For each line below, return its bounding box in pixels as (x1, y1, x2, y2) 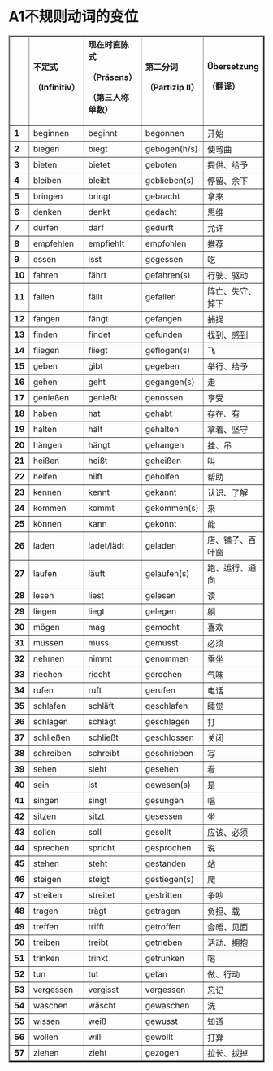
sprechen (32, 841, 70, 853)
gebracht (145, 190, 180, 202)
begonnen (145, 127, 184, 138)
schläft (88, 700, 115, 711)
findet (88, 329, 111, 340)
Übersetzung (206, 60, 259, 72)
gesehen (145, 763, 179, 774)
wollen (32, 1031, 58, 1043)
